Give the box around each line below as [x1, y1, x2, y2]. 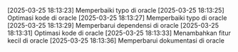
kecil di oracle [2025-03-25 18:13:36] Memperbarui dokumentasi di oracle [7, 36, 224, 45]
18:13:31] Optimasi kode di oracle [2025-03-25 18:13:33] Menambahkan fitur [7, 28, 232, 37]
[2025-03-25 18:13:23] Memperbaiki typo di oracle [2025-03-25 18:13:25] [7, 6, 224, 14]
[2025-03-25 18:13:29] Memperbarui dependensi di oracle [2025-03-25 [7, 21, 219, 29]
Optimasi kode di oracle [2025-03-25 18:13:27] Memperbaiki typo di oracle [7, 14, 227, 22]
